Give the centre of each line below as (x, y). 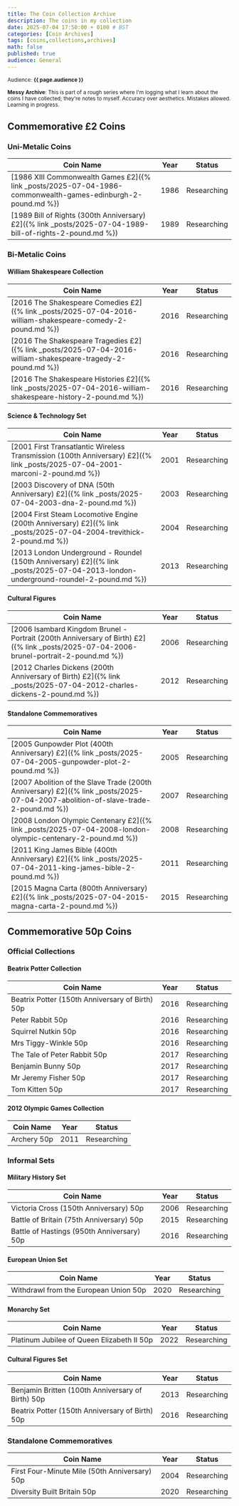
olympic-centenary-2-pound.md (68, 839)
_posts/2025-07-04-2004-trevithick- (78, 532)
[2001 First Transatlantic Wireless (68, 446)
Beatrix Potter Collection (44, 968)
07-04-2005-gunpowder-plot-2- (71, 762)
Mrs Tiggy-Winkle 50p (49, 1042)
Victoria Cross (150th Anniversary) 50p (78, 1208)
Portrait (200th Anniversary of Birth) (72, 638)
